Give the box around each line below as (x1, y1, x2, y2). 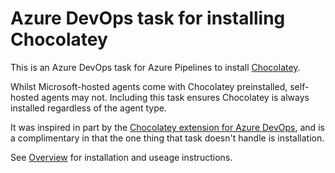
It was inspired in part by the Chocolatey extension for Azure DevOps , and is (10, 121, 325, 133)
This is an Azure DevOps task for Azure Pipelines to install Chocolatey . (10, 61, 301, 73)
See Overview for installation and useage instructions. (10, 151, 233, 163)
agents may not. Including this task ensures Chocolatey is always (41, 91, 310, 103)
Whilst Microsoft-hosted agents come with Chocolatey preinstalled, (10, 80, 288, 92)
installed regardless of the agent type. (10, 102, 167, 114)
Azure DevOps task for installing (10, 7, 286, 30)
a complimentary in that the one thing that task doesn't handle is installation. (10, 132, 325, 144)
